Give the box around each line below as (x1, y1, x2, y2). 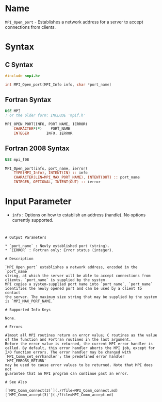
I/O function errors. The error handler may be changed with (5, 350, 131, 355)
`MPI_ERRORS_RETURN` (5, 358, 47, 363)
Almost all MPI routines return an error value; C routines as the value (5, 333, 158, 338)
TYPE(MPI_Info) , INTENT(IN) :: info (14, 171, 88, 175)
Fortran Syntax (5, 96, 51, 104)
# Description (5, 256, 34, 261)
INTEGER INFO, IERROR (14, 131, 73, 136)
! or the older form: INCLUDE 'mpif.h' (5, 113, 86, 118)
